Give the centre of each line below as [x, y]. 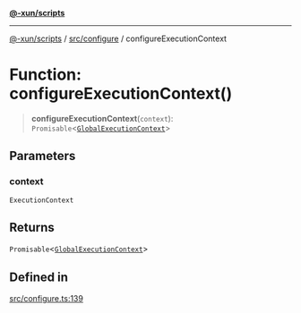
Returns [32, 228]
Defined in [39, 277]
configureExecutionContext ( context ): [102, 118]
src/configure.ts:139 [46, 299]
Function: [46, 75]
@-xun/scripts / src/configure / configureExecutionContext [118, 38]
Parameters [43, 156]
